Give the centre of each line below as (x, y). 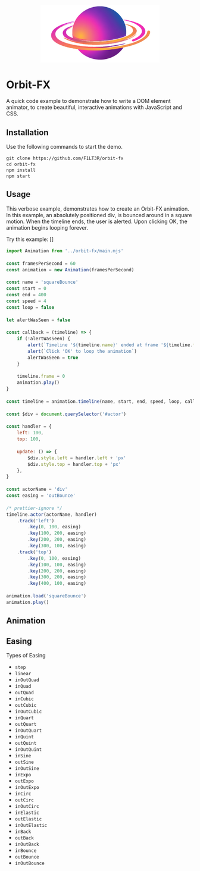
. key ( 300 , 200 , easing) (57, 577)
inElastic (27, 813)
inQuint (24, 737)
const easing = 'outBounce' (41, 496)
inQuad (23, 686)
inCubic (24, 699)
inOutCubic (28, 712)
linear (23, 673)
